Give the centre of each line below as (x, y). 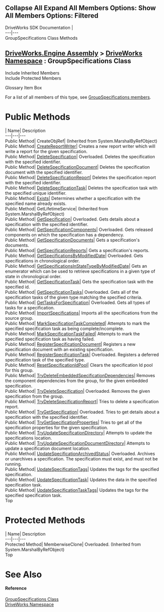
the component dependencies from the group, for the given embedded (77, 381)
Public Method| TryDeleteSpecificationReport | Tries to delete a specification (82, 401)
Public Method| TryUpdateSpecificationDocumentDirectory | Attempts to (78, 443)
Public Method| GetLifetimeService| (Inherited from (57, 208)
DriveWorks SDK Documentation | (39, 27)
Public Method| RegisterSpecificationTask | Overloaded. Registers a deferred (82, 355)
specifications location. (29, 438)
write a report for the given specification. (46, 151)
